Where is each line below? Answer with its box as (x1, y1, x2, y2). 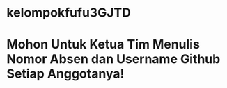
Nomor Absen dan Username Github (6, 51, 221, 67)
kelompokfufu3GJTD (6, 5, 132, 21)
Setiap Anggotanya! (6, 66, 125, 82)
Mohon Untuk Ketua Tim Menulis (6, 37, 200, 53)
